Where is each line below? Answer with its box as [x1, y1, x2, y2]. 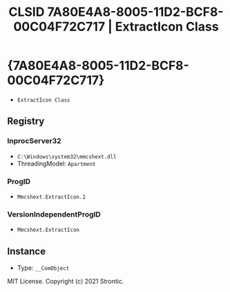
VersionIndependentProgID [7, 209, 102, 219]
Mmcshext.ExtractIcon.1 [17, 193, 86, 201]
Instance [7, 245, 46, 257]
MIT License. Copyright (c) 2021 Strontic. [7, 277, 124, 286]
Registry [7, 116, 45, 127]
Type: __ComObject [17, 264, 70, 272]
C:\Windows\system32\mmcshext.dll [17, 153, 117, 160]
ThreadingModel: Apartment [17, 159, 96, 167]
